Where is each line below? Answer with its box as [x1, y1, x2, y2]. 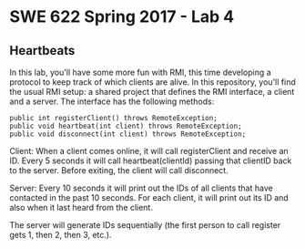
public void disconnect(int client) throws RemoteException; [9, 130, 247, 139]
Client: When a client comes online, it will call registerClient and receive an [9, 146, 289, 156]
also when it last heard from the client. [9, 202, 153, 213]
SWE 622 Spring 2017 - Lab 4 [9, 6, 235, 27]
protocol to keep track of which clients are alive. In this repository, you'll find [9, 77, 296, 88]
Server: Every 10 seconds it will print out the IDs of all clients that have [9, 182, 273, 193]
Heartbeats [9, 43, 76, 58]
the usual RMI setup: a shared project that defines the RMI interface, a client [9, 87, 295, 97]
